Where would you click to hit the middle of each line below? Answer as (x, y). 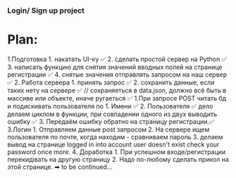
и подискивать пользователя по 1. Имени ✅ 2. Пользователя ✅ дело (110, 106)
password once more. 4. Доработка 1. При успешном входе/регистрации (117, 152)
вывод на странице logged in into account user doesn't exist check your (113, 144)
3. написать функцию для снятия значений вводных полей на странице (115, 67)
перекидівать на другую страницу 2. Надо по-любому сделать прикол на (118, 159)
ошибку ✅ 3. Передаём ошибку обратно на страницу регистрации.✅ (111, 121)
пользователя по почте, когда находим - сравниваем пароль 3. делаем (115, 136)
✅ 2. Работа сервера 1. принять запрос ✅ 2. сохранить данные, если (111, 82)
